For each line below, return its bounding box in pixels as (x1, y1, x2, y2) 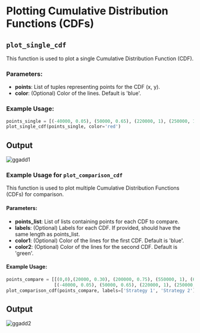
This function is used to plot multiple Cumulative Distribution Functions (6, 184, 180, 192)
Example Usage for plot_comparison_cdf (6, 171, 123, 180)
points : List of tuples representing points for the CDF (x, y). (14, 84, 161, 91)
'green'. (14, 249, 34, 257)
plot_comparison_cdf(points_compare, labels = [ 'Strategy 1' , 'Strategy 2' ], (6, 288, 198, 294)
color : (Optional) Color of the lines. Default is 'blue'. (14, 90, 142, 97)
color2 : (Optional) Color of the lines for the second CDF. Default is (14, 243, 177, 250)
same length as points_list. (14, 230, 80, 238)
